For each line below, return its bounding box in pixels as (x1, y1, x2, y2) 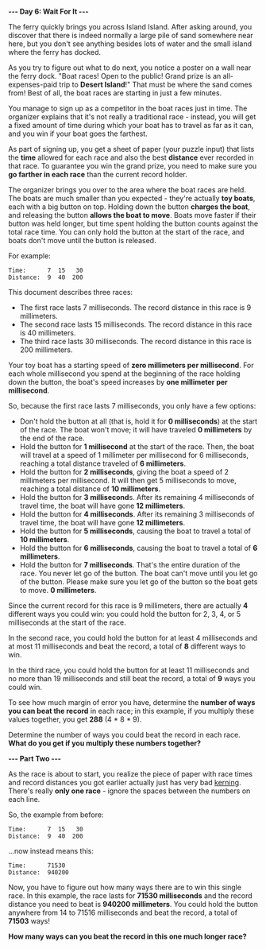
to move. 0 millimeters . (19, 586, 97, 595)
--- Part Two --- (8, 754, 62, 763)
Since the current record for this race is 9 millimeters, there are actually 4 (8, 601, 249, 610)
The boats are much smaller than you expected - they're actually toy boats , (8, 194, 256, 203)
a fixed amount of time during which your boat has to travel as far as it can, (8, 121, 254, 130)
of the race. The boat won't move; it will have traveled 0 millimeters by (19, 425, 253, 434)
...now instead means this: (8, 846, 94, 855)
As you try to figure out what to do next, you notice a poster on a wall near (8, 63, 252, 72)
